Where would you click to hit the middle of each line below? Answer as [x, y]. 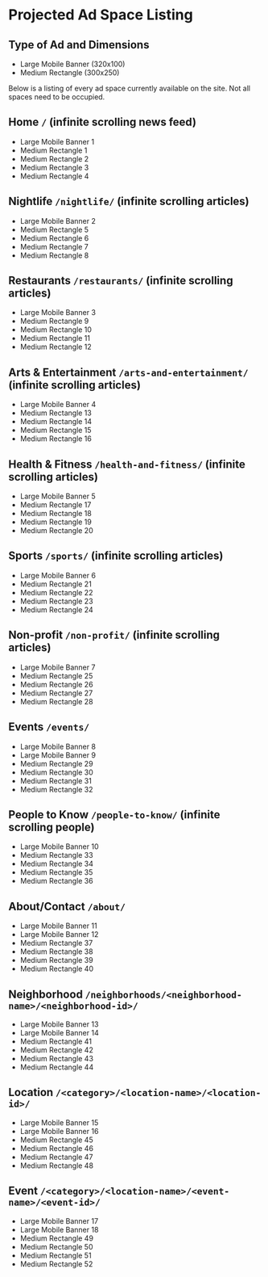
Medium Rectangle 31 [56, 780]
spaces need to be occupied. [57, 97]
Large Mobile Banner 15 [59, 1122]
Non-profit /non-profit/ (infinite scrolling [114, 635]
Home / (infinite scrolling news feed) [103, 122]
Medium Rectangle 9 [54, 321]
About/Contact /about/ [67, 906]
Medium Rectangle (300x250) [70, 73]
